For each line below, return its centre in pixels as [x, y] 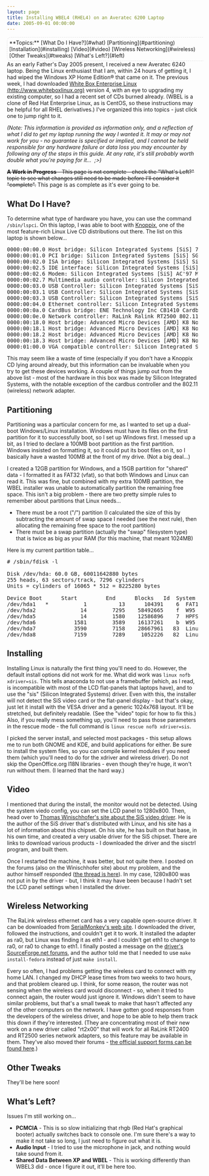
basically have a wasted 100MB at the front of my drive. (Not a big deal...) [98, 457]
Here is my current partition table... [51, 550]
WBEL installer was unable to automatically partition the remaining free [95, 488]
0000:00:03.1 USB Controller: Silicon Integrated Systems [95, 292]
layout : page [23, 12]
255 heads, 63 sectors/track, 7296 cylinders [76, 580]
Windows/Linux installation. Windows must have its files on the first [104, 431]
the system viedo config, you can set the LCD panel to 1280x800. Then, [96, 810]
